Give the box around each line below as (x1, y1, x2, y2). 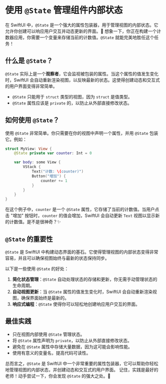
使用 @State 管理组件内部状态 (5, 4, 123, 16)
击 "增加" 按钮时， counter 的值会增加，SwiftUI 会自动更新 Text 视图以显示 (5, 212, 156, 219)
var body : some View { (14, 160, 61, 165)
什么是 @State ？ (5, 57, 53, 65)
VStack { (23, 165, 41, 170)
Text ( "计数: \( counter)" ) (31, 169, 84, 174)
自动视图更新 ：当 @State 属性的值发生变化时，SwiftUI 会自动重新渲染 (12, 289, 153, 294)
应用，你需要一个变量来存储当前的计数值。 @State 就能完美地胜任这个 (13, 34, 155, 40)
